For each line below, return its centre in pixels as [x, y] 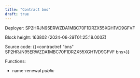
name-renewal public [33, 70]
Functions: [15, 61]
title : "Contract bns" [28, 9]
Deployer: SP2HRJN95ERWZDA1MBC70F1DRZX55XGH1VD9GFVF [70, 28]
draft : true [17, 14]
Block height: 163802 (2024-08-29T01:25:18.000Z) [56, 37]
